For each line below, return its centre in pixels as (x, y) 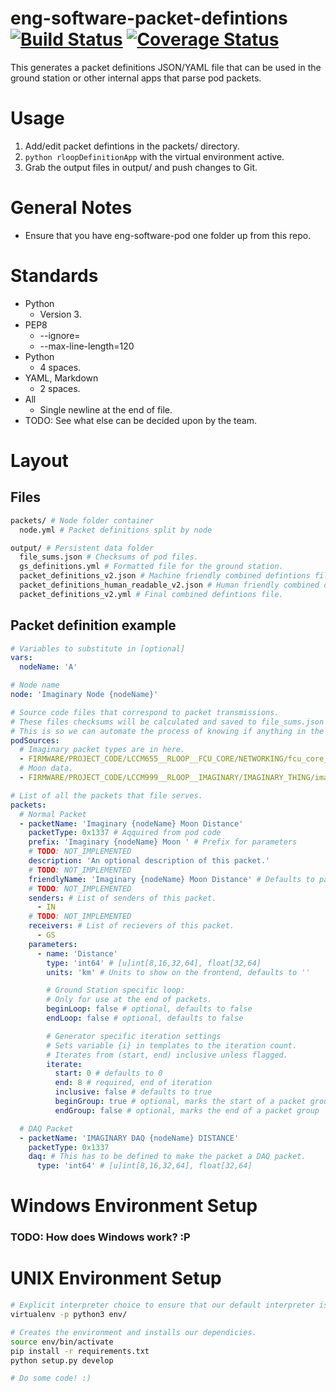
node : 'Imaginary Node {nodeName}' (84, 695)
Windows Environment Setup (134, 1206)
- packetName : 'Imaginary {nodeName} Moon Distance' (131, 823)
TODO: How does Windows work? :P (100, 1237)
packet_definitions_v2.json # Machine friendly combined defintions (165, 576)
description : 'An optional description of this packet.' (149, 861)
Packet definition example (93, 625)
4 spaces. (60, 367)
